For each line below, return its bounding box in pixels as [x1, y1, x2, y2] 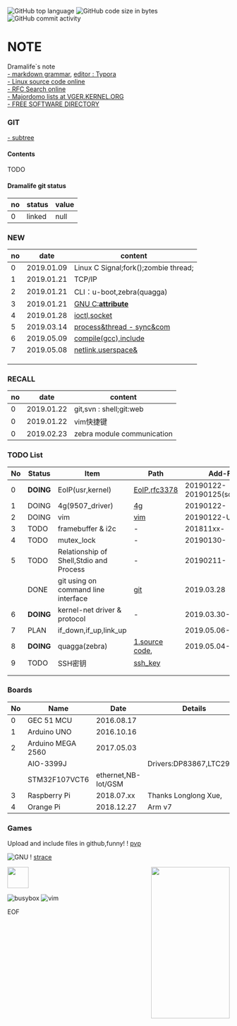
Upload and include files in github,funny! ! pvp [7, 839, 142, 848]
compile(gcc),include [73, 333, 145, 343]
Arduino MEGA [28, 738, 76, 748]
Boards [7, 685, 33, 695]
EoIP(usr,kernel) [57, 485, 111, 495]
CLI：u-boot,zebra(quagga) [73, 287, 168, 297]
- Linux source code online [7, 77, 85, 85]
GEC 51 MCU [28, 715, 73, 725]
